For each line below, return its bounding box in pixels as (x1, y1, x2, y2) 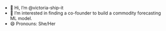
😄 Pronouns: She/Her (10, 20, 56, 26)
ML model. (10, 15, 33, 21)
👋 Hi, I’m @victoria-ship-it (10, 5, 64, 10)
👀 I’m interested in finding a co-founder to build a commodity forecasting (10, 10, 161, 16)
